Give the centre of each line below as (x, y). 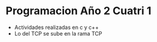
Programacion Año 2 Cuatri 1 (78, 11)
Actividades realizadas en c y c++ (57, 27)
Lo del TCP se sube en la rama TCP (58, 33)
